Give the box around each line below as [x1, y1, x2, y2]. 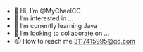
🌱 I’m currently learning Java [13, 22, 98, 30]
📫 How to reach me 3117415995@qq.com [13, 37, 136, 45]
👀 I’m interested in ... [13, 14, 74, 22]
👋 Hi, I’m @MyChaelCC [13, 7, 81, 15]
